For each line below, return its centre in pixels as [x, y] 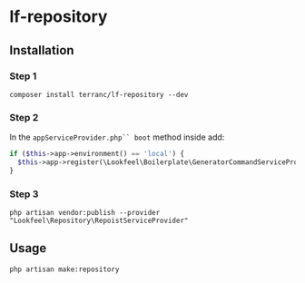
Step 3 [24, 194]
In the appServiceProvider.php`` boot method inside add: [117, 137]
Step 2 [24, 117]
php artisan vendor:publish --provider [85, 213]
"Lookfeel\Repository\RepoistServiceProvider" [99, 221]
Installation [42, 50]
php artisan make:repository [64, 269]
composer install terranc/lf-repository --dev [99, 94]
